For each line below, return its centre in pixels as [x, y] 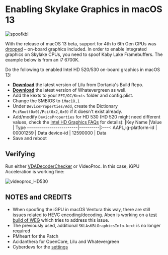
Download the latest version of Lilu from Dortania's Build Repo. [78, 85]
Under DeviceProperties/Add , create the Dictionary [65, 106]
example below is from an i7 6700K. [42, 59]
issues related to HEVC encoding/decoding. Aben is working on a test [85, 215]
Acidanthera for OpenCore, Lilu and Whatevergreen [66, 241]
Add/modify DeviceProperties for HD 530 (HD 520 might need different [87, 116]
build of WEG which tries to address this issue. [61, 220]
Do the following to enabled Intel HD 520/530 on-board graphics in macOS [82, 70]
